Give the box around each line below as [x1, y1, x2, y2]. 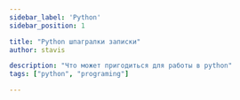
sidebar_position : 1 [9, 21, 86, 30]
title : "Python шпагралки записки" [9, 37, 141, 46]
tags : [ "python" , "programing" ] [9, 70, 129, 79]
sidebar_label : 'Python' [9, 12, 101, 22]
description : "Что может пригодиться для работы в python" [9, 61, 233, 71]
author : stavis [9, 45, 66, 54]
